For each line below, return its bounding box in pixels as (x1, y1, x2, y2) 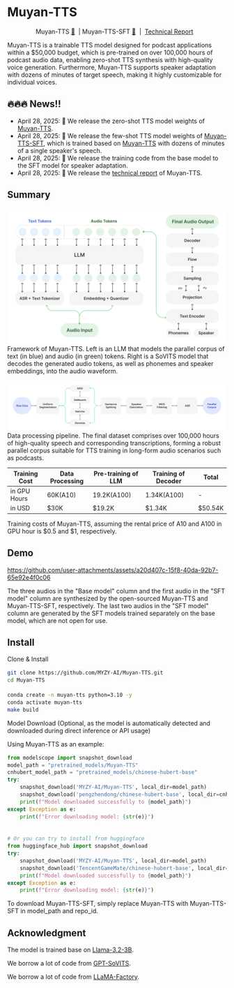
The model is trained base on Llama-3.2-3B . (7, 945, 134, 954)
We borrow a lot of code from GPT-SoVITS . (7, 959, 131, 968)
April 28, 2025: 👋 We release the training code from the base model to (17, 154, 219, 162)
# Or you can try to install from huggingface (7, 835, 145, 842)
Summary (7, 189, 51, 201)
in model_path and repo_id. (20, 907, 99, 915)
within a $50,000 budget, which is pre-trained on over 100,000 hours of (7, 48, 213, 57)
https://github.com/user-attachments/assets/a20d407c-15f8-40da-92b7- (7, 566, 219, 574)
